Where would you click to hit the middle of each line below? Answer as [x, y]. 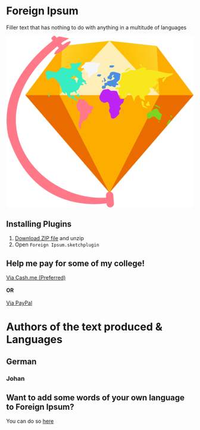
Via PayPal [19, 303]
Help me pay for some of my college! [75, 263]
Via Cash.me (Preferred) [36, 278]
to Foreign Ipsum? [40, 407]
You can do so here [30, 421]
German [21, 361]
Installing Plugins [39, 224]
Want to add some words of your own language [95, 398]
